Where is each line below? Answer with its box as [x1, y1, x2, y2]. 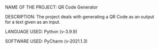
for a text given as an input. [5, 19, 61, 25]
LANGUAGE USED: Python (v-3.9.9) [5, 29, 78, 34]
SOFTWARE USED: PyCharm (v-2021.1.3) [5, 38, 88, 44]
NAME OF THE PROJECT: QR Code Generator [5, 4, 98, 10]
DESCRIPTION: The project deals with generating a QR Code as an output [5, 14, 154, 19]
